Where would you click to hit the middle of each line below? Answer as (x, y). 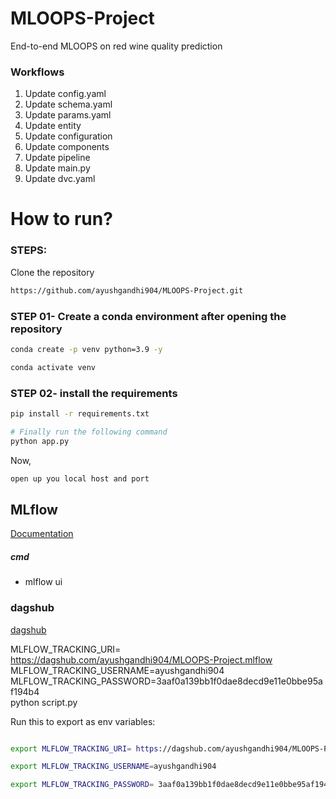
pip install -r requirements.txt (80, 413)
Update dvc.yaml (60, 179)
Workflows (37, 72)
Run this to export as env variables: (83, 721)
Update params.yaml (68, 115)
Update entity (53, 126)
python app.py (40, 441)
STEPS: (29, 250)
